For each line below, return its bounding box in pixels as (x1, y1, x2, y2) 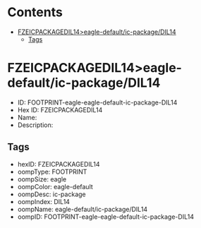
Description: (17, 121, 54, 129)
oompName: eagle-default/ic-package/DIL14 (17, 205, 148, 213)
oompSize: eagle (17, 174, 67, 184)
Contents (7, 4, 63, 20)
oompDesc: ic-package (17, 190, 86, 198)
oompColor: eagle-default (17, 182, 93, 191)
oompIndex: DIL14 (17, 197, 71, 205)
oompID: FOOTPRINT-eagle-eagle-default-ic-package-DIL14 (17, 212, 194, 221)
